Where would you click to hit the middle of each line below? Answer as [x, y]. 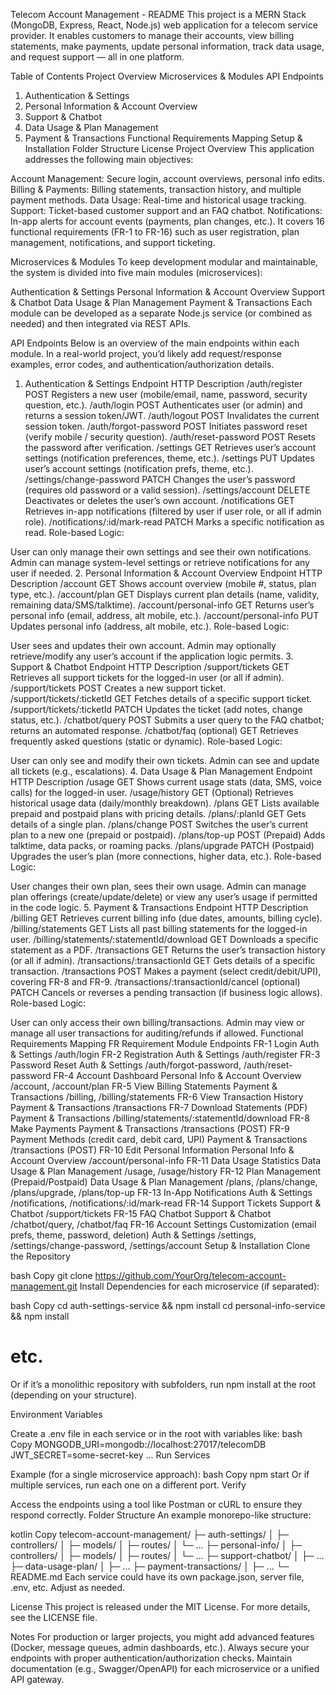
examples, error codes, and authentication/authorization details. [142, 364]
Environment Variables [56, 1414]
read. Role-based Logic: [74, 532]
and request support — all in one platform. [97, 57]
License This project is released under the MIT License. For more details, [160, 1606]
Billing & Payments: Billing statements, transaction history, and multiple [156, 189]
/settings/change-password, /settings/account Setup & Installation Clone [160, 1245]
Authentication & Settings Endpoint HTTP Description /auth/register [163, 383]
